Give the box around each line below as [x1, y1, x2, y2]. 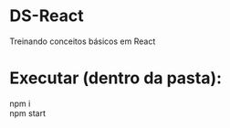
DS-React [9, 5, 84, 27]
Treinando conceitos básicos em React [9, 36, 156, 47]
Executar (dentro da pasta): [9, 68, 222, 89]
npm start [9, 107, 47, 119]
